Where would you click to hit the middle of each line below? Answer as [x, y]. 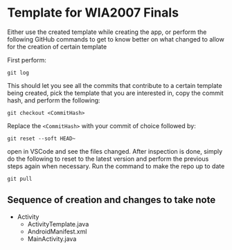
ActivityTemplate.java [58, 224]
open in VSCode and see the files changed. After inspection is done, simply [115, 151]
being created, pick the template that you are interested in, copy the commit [115, 93]
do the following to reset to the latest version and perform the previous [108, 159]
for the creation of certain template [57, 46]
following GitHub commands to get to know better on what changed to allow [116, 39]
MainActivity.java [52, 239]
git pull [20, 179]
